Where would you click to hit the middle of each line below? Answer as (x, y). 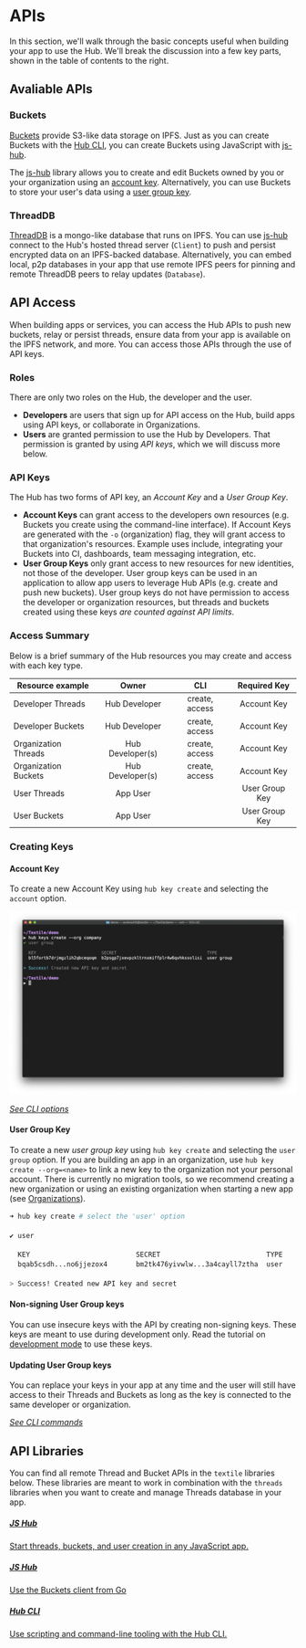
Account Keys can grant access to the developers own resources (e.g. (156, 515)
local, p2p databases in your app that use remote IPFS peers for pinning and (153, 264)
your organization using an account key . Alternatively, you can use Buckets (150, 182)
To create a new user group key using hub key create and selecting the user (153, 1149)
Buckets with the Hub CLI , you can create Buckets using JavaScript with (145, 145)
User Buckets (38, 816)
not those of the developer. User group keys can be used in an (140, 573)
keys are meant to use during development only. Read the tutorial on (138, 1335)
